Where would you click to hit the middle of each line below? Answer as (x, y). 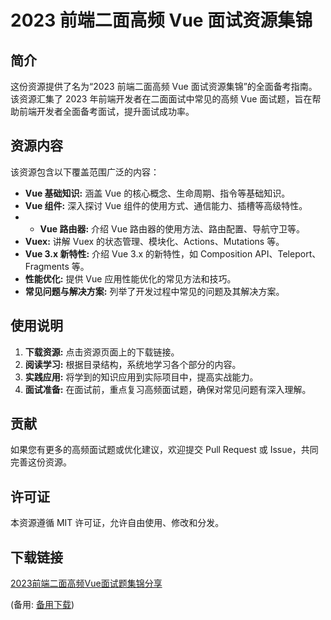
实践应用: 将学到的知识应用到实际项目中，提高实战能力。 (141, 377)
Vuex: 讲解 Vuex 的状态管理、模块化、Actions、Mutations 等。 (154, 241)
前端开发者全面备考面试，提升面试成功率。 (106, 111)
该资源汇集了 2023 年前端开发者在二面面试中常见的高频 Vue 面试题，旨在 (161, 99)
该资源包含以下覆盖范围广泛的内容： (85, 172)
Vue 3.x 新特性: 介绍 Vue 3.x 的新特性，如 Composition (138, 253)
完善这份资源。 (41, 462)
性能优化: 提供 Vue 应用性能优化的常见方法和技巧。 (130, 278)
